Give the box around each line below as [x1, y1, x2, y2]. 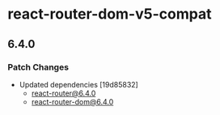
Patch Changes [7, 62, 70, 73]
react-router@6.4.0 [31, 88, 96, 98]
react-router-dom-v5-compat [7, 5, 212, 23]
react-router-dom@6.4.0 [31, 96, 114, 106]
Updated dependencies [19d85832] [19, 79, 138, 89]
